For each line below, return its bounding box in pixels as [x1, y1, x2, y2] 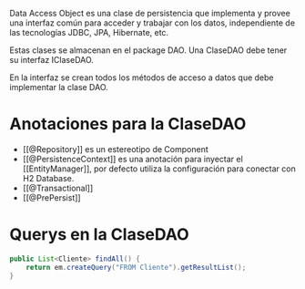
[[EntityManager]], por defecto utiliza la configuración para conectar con [22, 163, 296, 174]
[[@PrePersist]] [22, 191, 81, 203]
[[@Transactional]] [22, 182, 94, 193]
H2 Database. [22, 172, 75, 183]
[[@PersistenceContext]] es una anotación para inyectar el [22, 153, 243, 164]
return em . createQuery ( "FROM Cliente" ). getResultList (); [25, 263, 247, 272]
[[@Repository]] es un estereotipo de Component [22, 143, 209, 154]
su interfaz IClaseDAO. [9, 55, 94, 65]
